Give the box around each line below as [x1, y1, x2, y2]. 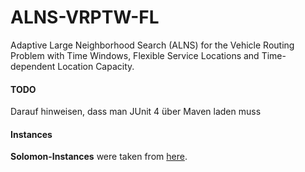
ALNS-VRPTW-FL [10, 6, 160, 29]
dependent [10, 60, 56, 72]
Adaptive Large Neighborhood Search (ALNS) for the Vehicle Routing [10, 39, 295, 51]
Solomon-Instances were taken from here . [10, 151, 188, 163]
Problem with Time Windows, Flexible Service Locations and [10, 49, 260, 61]
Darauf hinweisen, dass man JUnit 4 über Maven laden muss [10, 106, 262, 118]
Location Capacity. [57, 60, 135, 72]
